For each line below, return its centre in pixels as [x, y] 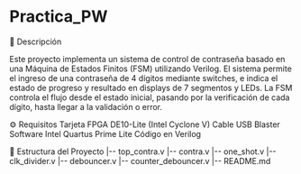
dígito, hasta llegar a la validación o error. [86, 106]
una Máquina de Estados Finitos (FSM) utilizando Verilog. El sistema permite [151, 69]
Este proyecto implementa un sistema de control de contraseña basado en [147, 59]
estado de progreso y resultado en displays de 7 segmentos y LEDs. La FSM [151, 87]
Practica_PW [59, 17]
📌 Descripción [36, 41]
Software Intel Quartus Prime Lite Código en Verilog [105, 133]
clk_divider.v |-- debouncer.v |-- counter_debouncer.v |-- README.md [140, 160]
